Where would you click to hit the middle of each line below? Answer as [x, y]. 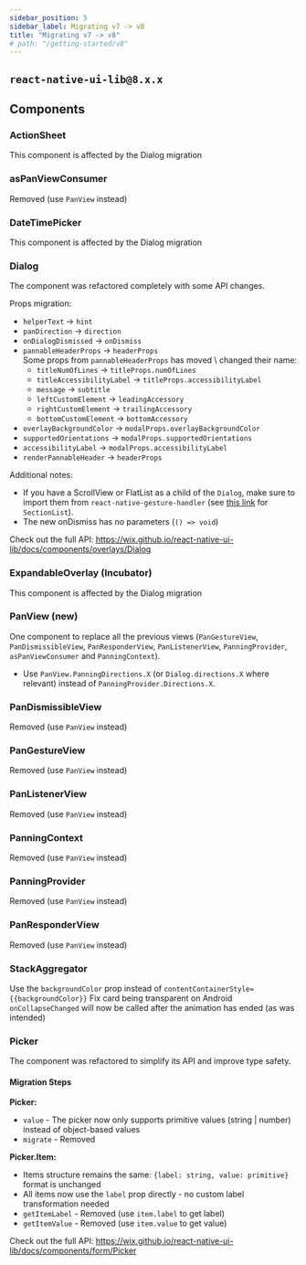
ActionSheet [38, 135]
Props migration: [41, 303]
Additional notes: [41, 475]
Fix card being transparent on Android [161, 998]
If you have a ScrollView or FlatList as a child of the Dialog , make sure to [158, 493]
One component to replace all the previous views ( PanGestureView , [134, 636]
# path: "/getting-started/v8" [69, 43]
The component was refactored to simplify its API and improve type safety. [150, 1061]
